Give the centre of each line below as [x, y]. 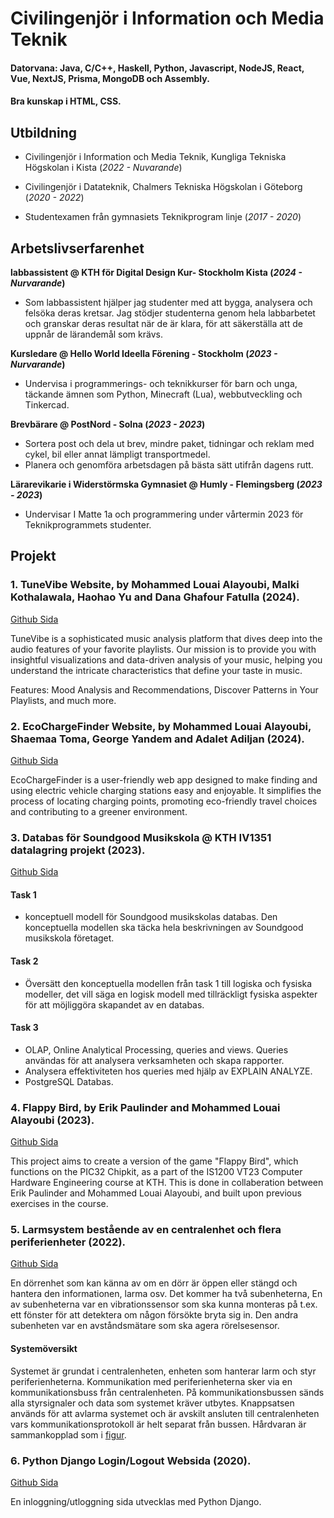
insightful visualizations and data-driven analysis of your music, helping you [166, 659]
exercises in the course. [59, 1204]
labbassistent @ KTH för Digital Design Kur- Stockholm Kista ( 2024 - [156, 272]
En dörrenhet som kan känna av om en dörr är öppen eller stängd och [154, 1283]
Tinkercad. [47, 405]
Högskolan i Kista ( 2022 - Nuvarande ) [103, 168]
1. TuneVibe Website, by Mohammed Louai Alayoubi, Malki [155, 585]
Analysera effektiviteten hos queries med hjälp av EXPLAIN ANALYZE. [168, 1071]
